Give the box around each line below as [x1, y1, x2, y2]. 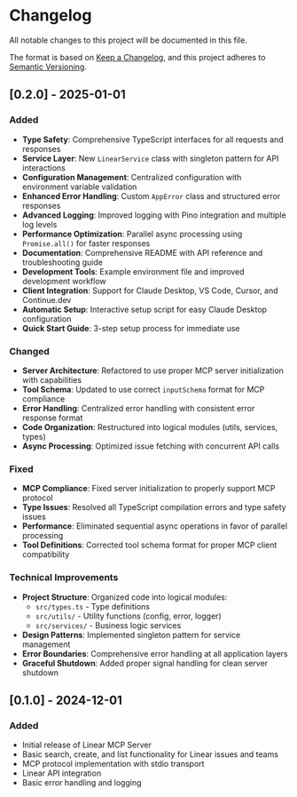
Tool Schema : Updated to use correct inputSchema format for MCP [21, 384, 265, 395]
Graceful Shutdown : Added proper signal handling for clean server [21, 658, 269, 668]
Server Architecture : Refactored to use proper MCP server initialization [21, 365, 284, 376]
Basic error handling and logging [21, 777, 142, 788]
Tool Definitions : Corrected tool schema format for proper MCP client [21, 539, 277, 551]
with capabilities [21, 374, 82, 385]
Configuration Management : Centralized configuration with [21, 171, 242, 182]
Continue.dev [21, 294, 72, 305]
